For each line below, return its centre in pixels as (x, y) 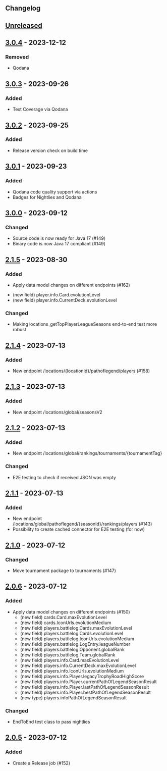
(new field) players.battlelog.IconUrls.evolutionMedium (77, 639)
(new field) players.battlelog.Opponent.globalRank (72, 649)
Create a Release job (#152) (41, 763)
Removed (17, 57)
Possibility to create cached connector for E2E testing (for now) (79, 529)
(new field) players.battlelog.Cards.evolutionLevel (72, 633)
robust (19, 330)
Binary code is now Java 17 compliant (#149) (59, 244)
